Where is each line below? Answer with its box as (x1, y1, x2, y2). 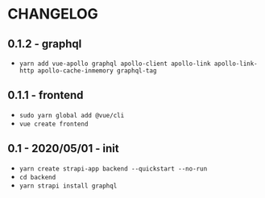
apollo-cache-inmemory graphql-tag (37, 67, 157, 75)
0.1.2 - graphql (7, 37, 82, 51)
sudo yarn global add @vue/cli (19, 111, 125, 119)
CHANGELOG (7, 5, 98, 23)
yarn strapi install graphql (19, 182, 118, 190)
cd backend (19, 173, 56, 181)
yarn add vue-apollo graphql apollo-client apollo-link (19, 60, 211, 68)
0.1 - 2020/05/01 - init (7, 142, 119, 155)
